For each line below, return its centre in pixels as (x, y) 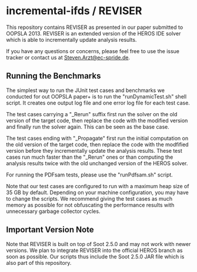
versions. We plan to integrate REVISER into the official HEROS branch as (95, 250)
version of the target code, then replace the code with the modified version (97, 120)
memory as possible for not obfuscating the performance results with (90, 205)
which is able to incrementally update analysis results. (71, 40)
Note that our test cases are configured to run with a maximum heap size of (98, 186)
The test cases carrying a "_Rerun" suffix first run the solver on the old (92, 114)
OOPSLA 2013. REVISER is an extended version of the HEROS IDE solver (94, 33)
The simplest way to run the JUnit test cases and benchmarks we (85, 90)
